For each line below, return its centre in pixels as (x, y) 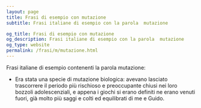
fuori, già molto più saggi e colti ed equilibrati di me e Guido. (90, 98)
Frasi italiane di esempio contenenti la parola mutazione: (76, 67)
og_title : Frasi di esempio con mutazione (60, 34)
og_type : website (28, 45)
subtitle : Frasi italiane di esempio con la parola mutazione (87, 23)
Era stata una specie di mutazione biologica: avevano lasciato (91, 79)
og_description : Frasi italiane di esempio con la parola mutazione (95, 40)
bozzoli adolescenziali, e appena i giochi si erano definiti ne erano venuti (105, 92)
